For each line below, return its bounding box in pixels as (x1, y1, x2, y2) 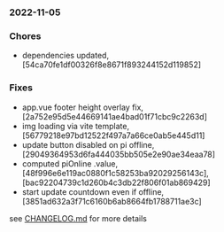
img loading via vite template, (21, 120, 130, 131)
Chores (9, 29, 42, 42)
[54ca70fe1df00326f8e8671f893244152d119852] (21, 59, 202, 70)
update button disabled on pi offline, (21, 139, 155, 150)
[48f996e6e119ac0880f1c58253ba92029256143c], (21, 167, 210, 178)
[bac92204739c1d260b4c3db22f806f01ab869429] (21, 177, 211, 188)
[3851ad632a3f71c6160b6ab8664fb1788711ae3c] (21, 196, 202, 206)
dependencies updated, (21, 50, 109, 61)
